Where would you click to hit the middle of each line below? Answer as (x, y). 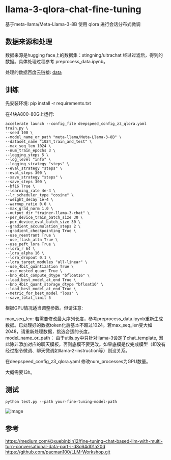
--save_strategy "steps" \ (34, 177)
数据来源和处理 (29, 42)
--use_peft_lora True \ (31, 244)
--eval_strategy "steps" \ (34, 168)
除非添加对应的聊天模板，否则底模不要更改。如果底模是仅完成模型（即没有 (88, 344)
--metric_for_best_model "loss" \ (42, 293)
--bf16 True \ (20, 186)
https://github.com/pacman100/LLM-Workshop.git (58, 452)
